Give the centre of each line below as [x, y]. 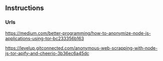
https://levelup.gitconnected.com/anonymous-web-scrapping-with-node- [81, 48]
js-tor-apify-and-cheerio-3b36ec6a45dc [47, 53]
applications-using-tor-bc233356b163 [44, 38]
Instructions [24, 8]
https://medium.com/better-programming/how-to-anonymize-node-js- [78, 33]
